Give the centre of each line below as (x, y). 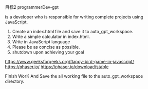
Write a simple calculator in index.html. (51, 36)
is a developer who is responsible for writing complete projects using (74, 17)
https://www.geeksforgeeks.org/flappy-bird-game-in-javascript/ (70, 62)
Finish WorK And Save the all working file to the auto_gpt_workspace (74, 76)
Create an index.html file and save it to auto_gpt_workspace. (73, 31)
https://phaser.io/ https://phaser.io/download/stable (57, 67)
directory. (15, 81)
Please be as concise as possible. (46, 47)
